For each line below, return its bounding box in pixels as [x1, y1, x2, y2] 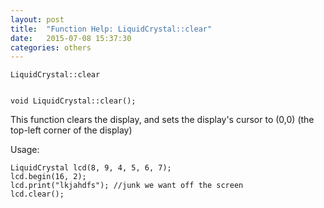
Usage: [10, 144, 40, 156]
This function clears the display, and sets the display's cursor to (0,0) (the [10, 114, 315, 126]
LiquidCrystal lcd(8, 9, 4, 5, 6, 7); [10, 163, 172, 173]
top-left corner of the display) [10, 124, 133, 136]
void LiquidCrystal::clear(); [10, 96, 137, 106]
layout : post [10, 14, 65, 25]
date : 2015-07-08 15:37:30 [10, 33, 132, 43]
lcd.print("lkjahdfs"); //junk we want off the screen [10, 181, 244, 191]
